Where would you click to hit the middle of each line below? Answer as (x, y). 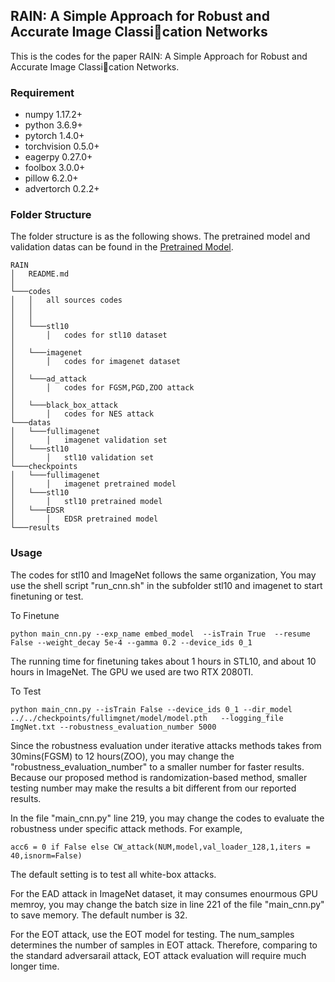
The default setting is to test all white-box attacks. (113, 874)
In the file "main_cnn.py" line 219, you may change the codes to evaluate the (167, 818)
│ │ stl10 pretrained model (86, 502)
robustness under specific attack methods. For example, (126, 828)
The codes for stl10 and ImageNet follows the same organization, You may (163, 575)
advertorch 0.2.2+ (62, 189)
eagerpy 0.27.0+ (58, 157)
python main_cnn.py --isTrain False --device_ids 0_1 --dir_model (151, 709)
